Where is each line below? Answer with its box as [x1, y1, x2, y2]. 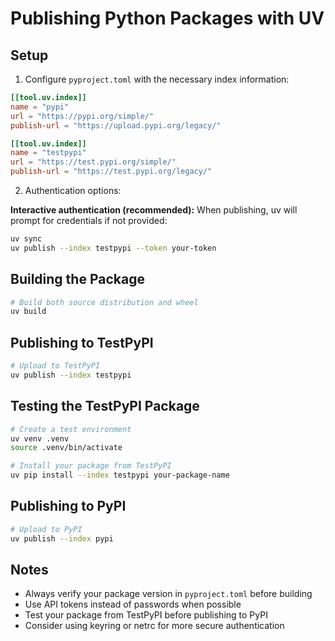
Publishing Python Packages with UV [10, 7, 325, 30]
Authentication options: [24, 185, 122, 196]
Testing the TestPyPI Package [10, 398, 200, 415]
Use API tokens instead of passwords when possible [24, 598, 242, 611]
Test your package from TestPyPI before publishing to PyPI [24, 609, 268, 621]
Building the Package [10, 271, 145, 288]
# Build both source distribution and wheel [10, 297, 199, 307]
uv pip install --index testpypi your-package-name [10, 470, 230, 481]
